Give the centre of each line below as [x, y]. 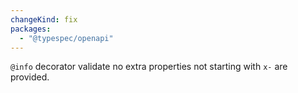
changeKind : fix [44, 19]
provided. [30, 77]
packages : [31, 29]
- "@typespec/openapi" [66, 38]
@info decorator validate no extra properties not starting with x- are [149, 67]
